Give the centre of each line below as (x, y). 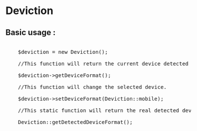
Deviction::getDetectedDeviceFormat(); (75, 122)
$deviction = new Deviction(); (63, 52)
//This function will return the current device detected (103, 63)
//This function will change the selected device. (92, 87)
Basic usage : (31, 32)
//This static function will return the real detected (99, 110)
